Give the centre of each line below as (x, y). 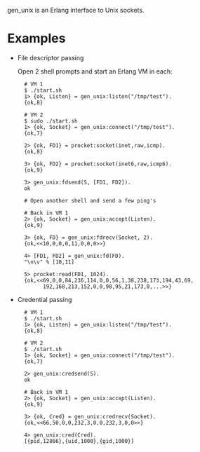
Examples (36, 39)
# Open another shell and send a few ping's (90, 200)
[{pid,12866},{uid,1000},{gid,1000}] (79, 441)
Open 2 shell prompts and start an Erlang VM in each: (95, 71)
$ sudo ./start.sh (51, 121)
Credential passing (45, 299)
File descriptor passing (51, 57)
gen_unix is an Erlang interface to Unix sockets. (76, 10)
